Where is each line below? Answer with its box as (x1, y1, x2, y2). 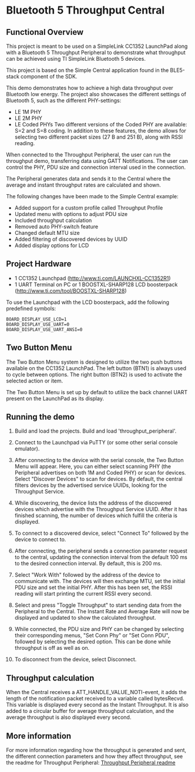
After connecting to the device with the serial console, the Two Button (14, 457, 184, 464)
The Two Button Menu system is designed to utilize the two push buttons (6, 358, 183, 365)
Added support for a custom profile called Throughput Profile (14, 204, 163, 211)
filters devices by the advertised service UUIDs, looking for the (14, 482, 167, 489)
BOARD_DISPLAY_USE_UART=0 (6, 321, 69, 328)
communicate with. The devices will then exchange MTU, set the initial (14, 578, 186, 585)
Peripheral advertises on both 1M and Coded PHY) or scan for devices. (14, 469, 186, 476)
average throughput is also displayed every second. (6, 714, 132, 721)
